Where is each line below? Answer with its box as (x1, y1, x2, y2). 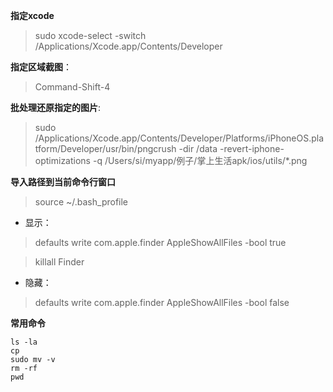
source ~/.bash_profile (34, 196, 129, 208)
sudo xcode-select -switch (34, 30, 147, 41)
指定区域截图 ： (10, 61, 72, 73)
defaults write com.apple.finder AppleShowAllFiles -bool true (34, 237, 287, 248)
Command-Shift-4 (34, 81, 111, 93)
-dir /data (178, 143, 218, 154)
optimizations (34, 155, 92, 166)
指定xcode (10, 10, 55, 21)
